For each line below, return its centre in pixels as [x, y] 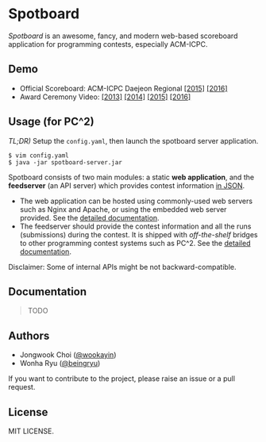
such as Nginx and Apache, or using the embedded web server [123, 209]
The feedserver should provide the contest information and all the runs [135, 226]
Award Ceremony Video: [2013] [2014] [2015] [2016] [105, 97]
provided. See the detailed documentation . [90, 217]
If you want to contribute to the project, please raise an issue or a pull [122, 379]
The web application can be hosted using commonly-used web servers [136, 201]
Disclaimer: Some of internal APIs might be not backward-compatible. [122, 267]
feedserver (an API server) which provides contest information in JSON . [127, 185]
